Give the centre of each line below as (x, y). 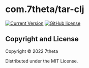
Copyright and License (42, 39)
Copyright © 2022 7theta (32, 51)
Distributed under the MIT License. (42, 61)
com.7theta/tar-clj (45, 9)
